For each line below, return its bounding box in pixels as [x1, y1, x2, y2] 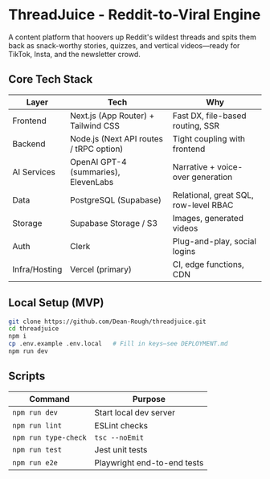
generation [191, 171, 233, 182]
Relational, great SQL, [172, 189, 255, 200]
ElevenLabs [69, 176, 114, 187]
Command [29, 393, 70, 404]
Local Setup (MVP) [8, 296, 104, 310]
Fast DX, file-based [172, 110, 247, 121]
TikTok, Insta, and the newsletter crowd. [8, 49, 141, 59]
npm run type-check [12, 432, 87, 442]
